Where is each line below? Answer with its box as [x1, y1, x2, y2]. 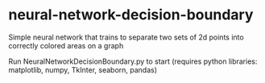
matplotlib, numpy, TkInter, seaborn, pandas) [8, 64, 158, 74]
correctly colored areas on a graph [8, 40, 124, 50]
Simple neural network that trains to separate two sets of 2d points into [8, 32, 244, 42]
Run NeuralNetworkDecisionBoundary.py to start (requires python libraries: [8, 56, 258, 66]
